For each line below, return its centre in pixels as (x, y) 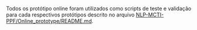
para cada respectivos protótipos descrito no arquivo (71, 15)
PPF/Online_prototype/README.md (49, 21)
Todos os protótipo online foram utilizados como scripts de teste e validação (99, 9)
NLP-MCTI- (150, 15)
